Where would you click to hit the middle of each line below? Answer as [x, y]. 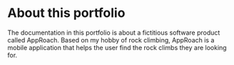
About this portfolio [66, 13]
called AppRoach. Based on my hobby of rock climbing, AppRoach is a [111, 40]
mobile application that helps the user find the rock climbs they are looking [117, 47]
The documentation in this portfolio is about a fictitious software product [114, 32]
